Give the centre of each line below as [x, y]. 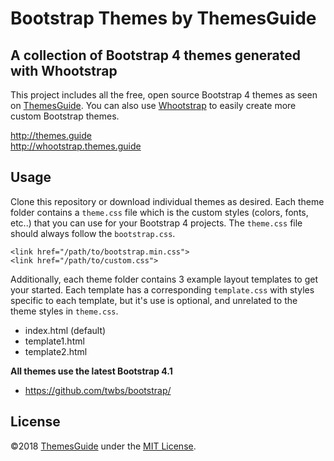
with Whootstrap [64, 70]
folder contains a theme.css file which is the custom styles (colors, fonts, [159, 212]
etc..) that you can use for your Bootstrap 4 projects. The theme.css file [156, 223]
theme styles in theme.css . [64, 311]
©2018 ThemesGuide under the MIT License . [103, 446]
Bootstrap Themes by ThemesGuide [163, 18]
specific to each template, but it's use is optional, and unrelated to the [154, 300]
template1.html [54, 341]
